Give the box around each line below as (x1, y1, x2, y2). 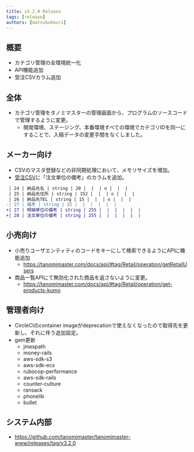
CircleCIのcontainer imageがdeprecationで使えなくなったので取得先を (14, 322, 184, 329)
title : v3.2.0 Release (6, 8, 61, 15)
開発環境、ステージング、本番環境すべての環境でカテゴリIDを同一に (23, 124, 186, 130)
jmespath (23, 343, 46, 350)
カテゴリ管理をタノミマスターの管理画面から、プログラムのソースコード (14, 109, 188, 116)
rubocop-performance (23, 368, 77, 375)
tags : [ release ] (6, 14, 45, 20)
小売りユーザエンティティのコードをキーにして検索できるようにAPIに (14, 247, 181, 254)
